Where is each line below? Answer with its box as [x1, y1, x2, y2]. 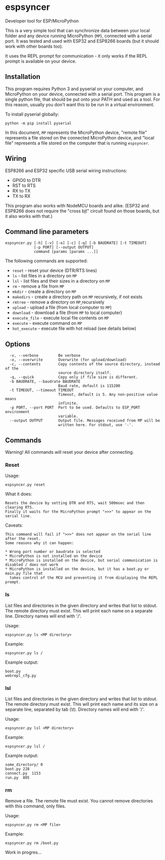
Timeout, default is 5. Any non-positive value [58, 392, 158, 397]
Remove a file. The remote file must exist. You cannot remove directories [5, 798, 153, 804]
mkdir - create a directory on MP [12, 289, 77, 295]
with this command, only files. [5, 803, 66, 809]
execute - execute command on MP [12, 320, 82, 326]
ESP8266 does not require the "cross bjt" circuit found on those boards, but [5, 208, 160, 214]
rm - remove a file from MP [12, 283, 64, 289]
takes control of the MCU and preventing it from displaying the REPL [9, 575, 158, 580]
